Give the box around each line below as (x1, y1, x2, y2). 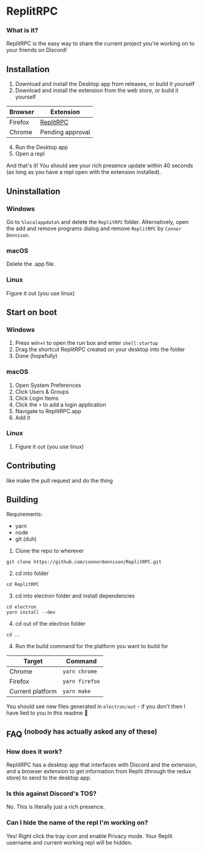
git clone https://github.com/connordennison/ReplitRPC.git (6, 559, 162, 565)
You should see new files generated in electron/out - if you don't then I (6, 703, 185, 710)
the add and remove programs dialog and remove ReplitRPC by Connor (6, 225, 182, 232)
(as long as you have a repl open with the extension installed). (6, 168, 161, 176)
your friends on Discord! (6, 46, 67, 54)
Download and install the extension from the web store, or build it (15, 87, 179, 94)
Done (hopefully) (15, 352, 58, 359)
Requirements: (6, 511, 43, 518)
